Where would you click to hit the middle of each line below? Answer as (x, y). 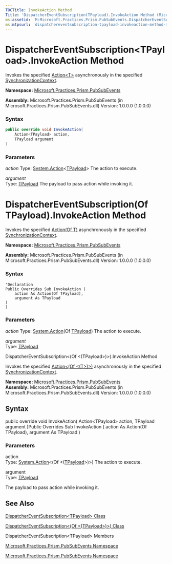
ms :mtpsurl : (18, 24)
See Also (20, 504)
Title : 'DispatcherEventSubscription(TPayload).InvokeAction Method (80, 15)
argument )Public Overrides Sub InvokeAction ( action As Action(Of (76, 426)
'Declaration (19, 285)
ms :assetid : (18, 20)
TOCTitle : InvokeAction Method (39, 10)
